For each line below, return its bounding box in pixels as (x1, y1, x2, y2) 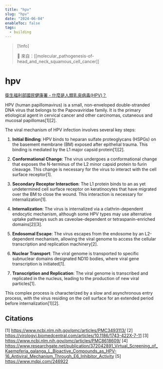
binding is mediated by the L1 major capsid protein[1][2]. (12, 146, 125, 152)
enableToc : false (5, 20, 40, 26)
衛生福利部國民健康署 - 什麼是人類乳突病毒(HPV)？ (5, 92, 107, 98)
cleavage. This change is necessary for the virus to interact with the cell (12, 166, 157, 172)
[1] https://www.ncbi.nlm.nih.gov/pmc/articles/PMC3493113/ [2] (5, 327, 133, 333)
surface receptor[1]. (12, 171, 52, 177)
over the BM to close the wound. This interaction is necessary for (12, 191, 143, 197)
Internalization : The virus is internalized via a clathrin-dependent (12, 206, 144, 211)
